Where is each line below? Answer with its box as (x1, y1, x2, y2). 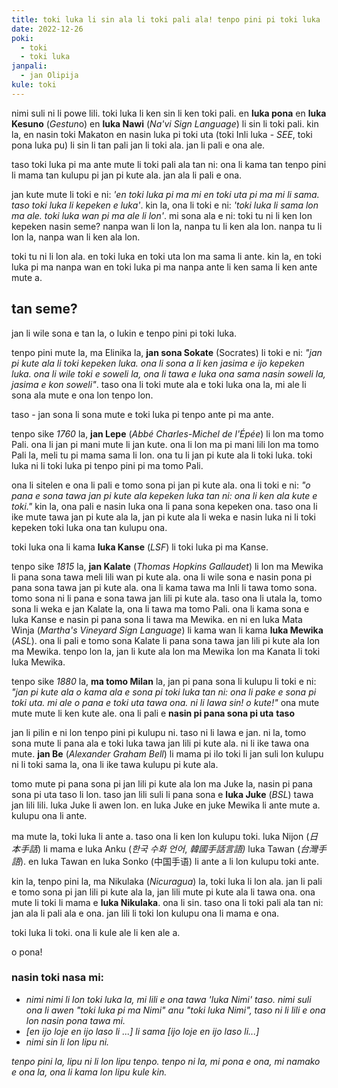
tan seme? (11, 301, 78, 318)
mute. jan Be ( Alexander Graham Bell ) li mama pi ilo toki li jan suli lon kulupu (11, 747, 324, 760)
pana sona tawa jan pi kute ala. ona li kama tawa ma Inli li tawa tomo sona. (11, 581, 318, 593)
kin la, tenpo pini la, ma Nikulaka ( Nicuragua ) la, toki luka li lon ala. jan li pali (11, 875, 323, 887)
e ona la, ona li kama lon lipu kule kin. (11, 1066, 168, 1078)
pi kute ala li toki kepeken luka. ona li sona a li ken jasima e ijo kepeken (11, 357, 305, 369)
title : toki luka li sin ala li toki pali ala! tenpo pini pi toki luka (11, 14, 321, 25)
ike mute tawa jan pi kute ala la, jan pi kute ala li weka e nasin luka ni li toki (11, 511, 316, 523)
